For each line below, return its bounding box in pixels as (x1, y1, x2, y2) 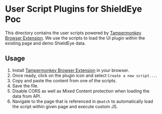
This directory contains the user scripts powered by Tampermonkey (5, 30, 142, 36)
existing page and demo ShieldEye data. (5, 40, 86, 46)
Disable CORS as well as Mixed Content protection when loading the (12, 88, 150, 94)
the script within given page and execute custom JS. (12, 103, 118, 109)
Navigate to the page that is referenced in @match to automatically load (12, 98, 153, 104)
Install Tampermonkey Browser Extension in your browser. (12, 67, 129, 73)
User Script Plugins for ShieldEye (5, 3, 142, 15)
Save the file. (12, 83, 39, 89)
